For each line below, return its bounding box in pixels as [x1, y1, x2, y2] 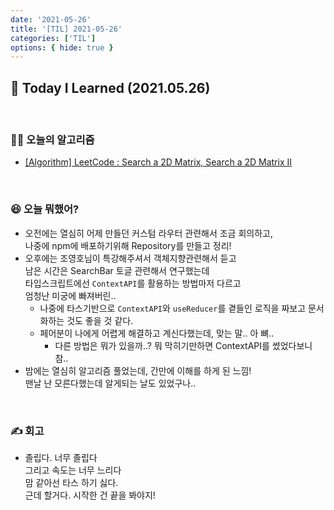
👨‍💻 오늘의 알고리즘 [10, 132, 95, 146]
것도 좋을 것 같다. [66, 314, 134, 326]
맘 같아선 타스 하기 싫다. [24, 476, 119, 488]
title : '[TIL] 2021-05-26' [10, 24, 123, 34]
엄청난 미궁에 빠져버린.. [24, 289, 117, 301]
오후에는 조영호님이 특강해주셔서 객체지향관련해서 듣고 [24, 252, 237, 264]
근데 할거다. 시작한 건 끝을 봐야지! [24, 489, 156, 501]
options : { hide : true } [10, 42, 114, 53]
